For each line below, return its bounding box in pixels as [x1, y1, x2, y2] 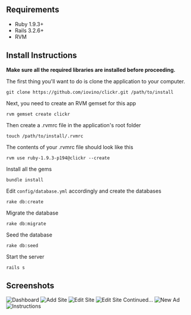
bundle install [6, 177, 44, 183]
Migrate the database [6, 209, 59, 216]
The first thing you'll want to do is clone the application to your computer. [6, 77, 186, 85]
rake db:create [6, 199, 44, 204]
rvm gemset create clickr [6, 111, 70, 117]
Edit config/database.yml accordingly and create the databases [6, 187, 162, 194]
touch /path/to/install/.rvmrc [6, 133, 84, 139]
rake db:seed [6, 242, 39, 248]
